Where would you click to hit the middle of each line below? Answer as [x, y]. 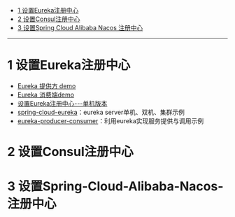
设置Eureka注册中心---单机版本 [62, 103]
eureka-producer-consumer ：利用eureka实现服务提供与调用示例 [111, 120]
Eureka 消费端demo [46, 94]
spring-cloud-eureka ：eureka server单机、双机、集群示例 [101, 112]
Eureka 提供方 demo [47, 85]
